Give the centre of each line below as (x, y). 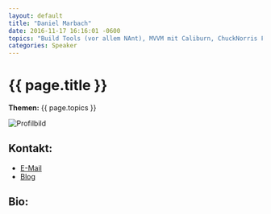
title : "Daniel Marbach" (50, 23)
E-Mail (31, 168)
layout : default (35, 16)
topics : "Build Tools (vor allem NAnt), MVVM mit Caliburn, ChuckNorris (133, 38)
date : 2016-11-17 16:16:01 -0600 (65, 31)
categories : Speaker (43, 46)
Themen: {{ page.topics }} (52, 108)
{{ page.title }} (58, 86)
